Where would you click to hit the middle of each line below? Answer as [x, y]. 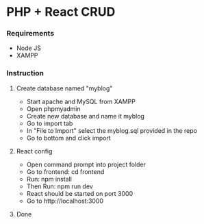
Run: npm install [49, 179]
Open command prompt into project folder [86, 164]
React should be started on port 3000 [80, 193]
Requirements [30, 34]
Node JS [29, 48]
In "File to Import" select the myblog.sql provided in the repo [112, 130]
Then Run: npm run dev [60, 186]
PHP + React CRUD [61, 12]
